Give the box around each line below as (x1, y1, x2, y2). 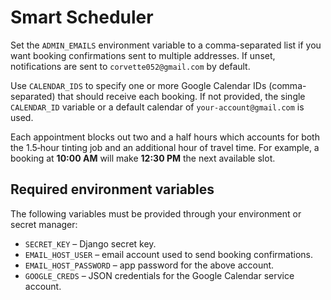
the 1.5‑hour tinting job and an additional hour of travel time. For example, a (10, 141, 320, 153)
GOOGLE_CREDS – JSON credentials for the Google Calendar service (24, 269, 295, 281)
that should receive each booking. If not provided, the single (57, 90, 306, 102)
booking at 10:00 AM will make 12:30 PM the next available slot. (10, 152, 276, 164)
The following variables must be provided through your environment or (10, 207, 302, 220)
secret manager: (10, 218, 78, 230)
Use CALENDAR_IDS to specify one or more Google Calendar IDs (10, 79, 267, 91)
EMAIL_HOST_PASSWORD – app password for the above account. (24, 259, 275, 271)
